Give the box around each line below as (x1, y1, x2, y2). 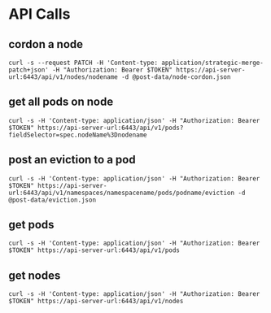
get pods (8, 218, 55, 232)
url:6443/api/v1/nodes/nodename (8, 73, 118, 81)
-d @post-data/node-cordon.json (120, 73, 231, 81)
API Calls (8, 5, 71, 24)
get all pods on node (8, 95, 114, 109)
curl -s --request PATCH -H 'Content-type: (8, 59, 159, 67)
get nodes (8, 268, 61, 282)
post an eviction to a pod (8, 153, 136, 167)
